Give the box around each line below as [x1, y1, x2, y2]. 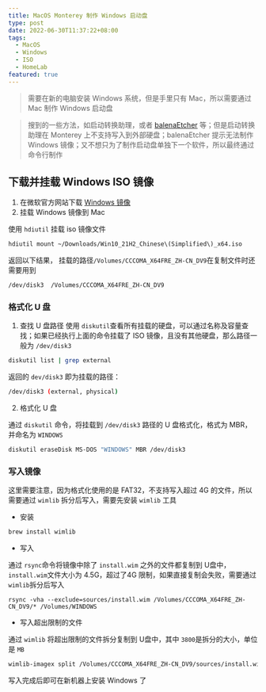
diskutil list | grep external [8, 357, 112, 365]
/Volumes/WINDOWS [40, 603, 97, 611]
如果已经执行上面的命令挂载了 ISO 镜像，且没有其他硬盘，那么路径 [33, 331, 251, 341]
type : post [8, 19, 44, 27]
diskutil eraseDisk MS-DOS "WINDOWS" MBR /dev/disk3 [8, 445, 186, 454]
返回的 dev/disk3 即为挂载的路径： [8, 372, 121, 381]
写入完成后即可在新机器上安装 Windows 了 [8, 675, 146, 686]
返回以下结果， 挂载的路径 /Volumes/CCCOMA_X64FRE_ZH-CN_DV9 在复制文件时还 [8, 255, 256, 266]
